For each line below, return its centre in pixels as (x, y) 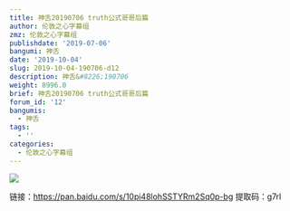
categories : (32, 144)
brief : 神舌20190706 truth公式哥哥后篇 (79, 93)
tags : (19, 128)
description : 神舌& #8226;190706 (69, 77)
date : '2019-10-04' (46, 60)
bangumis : (28, 110)
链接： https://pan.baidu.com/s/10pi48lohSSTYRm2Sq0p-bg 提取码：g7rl (145, 197)
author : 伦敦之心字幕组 (49, 26)
